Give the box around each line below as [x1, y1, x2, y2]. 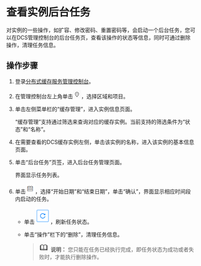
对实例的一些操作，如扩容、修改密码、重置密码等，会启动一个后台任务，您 [6, 26, 190, 34]
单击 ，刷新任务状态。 [23, 218, 93, 225]
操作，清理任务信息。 [6, 41, 59, 49]
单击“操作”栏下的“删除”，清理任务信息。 [23, 231, 123, 238]
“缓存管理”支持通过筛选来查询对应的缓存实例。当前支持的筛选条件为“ [14, 118, 185, 125]
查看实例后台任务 [6, 5, 91, 19]
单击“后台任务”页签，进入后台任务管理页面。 [14, 158, 125, 165]
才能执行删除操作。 [55, 253, 103, 261]
